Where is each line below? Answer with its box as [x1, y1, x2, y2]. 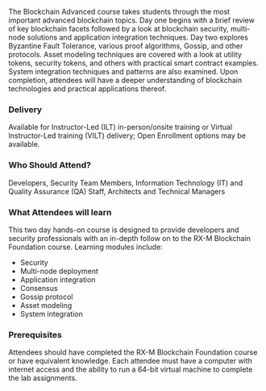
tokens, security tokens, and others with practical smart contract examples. [8, 58, 260, 68]
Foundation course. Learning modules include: [8, 242, 163, 252]
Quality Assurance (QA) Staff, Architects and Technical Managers [8, 186, 226, 196]
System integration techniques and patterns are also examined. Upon [8, 67, 239, 76]
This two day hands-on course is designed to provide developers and [8, 225, 239, 235]
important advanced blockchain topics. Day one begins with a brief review [8, 15, 256, 25]
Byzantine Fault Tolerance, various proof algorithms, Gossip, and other [8, 41, 243, 51]
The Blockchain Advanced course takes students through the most [8, 7, 231, 16]
